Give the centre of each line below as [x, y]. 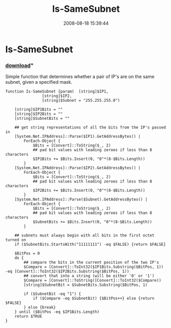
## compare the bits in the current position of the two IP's [91, 263]
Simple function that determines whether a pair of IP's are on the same [80, 77]
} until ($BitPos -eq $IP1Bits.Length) [57, 312]
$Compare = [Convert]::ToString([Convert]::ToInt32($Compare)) [92, 281]
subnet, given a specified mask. [39, 82]
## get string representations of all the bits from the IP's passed [90, 127]
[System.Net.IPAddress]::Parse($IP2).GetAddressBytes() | [78, 168]
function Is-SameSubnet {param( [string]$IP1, [57, 92]
